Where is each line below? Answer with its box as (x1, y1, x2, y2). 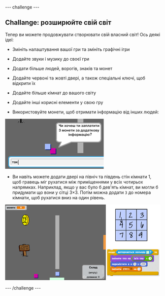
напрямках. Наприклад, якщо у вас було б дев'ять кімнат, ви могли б (12, 184, 159, 190)
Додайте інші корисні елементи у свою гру (12, 99, 103, 105)
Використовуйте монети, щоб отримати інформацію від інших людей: (12, 109, 159, 115)
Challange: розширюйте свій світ (5, 18, 112, 27)
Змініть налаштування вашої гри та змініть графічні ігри (12, 46, 130, 52)
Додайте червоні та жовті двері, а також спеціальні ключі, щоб (12, 75, 145, 81)
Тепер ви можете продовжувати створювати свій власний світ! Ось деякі (5, 32, 161, 37)
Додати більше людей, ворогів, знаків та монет (12, 65, 112, 71)
